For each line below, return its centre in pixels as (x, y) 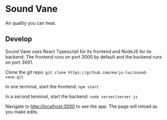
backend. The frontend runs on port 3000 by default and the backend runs (84, 57)
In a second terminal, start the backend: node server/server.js (72, 96)
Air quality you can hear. (31, 23)
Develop (19, 39)
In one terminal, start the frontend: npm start (52, 86)
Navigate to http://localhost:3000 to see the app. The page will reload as (81, 106)
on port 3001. (19, 62)
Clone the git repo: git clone (36, 72)
